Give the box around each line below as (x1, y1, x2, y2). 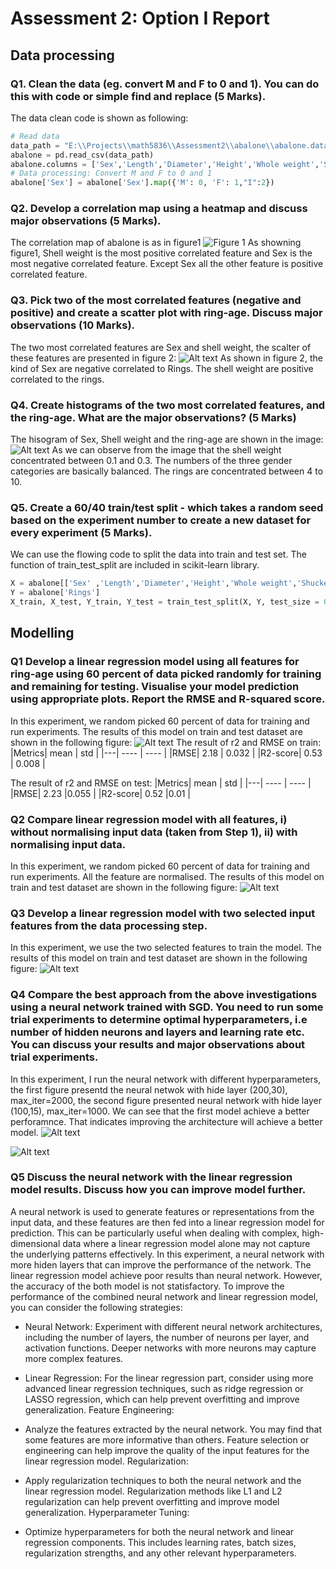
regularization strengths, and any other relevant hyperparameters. (24, 1547, 297, 1559)
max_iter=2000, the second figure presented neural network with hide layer (10, 1094, 322, 1106)
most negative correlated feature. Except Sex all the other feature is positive (10, 258, 324, 270)
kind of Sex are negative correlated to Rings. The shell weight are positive (10, 362, 314, 374)
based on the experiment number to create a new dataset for (10, 513, 312, 527)
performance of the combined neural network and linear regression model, (10, 1290, 319, 1302)
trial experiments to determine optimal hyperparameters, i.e (10, 1013, 308, 1027)
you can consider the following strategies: (10, 1301, 183, 1313)
